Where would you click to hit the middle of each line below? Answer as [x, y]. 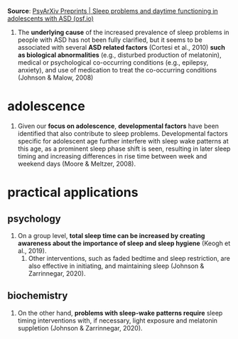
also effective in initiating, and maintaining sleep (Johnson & [116, 266]
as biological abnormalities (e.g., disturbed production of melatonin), [119, 55]
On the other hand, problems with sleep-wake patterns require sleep [120, 313]
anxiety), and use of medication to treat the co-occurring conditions [117, 70]
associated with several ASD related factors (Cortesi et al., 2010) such [121, 47]
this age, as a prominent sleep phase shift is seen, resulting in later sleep [124, 149]
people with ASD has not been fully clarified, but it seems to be [110, 40]
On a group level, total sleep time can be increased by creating [111, 235]
